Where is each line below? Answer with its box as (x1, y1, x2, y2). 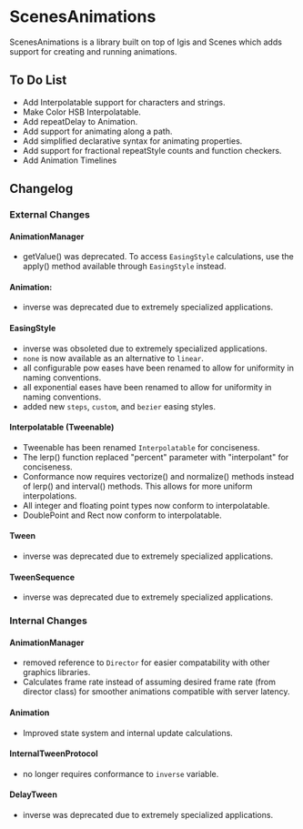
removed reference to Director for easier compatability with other (22, 657, 270, 668)
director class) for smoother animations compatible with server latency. (22, 686, 290, 697)
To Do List (9, 73, 67, 88)
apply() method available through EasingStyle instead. (22, 261, 227, 272)
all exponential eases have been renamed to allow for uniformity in (22, 381, 272, 392)
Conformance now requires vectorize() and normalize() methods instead (22, 470, 295, 481)
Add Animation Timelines (22, 155, 117, 166)
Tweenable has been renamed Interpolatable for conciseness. (22, 441, 260, 452)
